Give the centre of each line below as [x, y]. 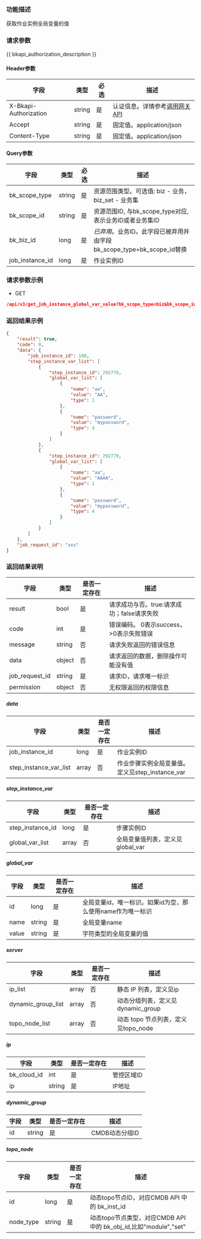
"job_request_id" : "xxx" [48, 545]
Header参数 [21, 68]
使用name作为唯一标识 [120, 911]
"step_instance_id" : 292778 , [85, 373]
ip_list [17, 989]
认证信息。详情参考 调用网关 [152, 106]
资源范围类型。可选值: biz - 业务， [142, 191]
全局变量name [102, 922]
